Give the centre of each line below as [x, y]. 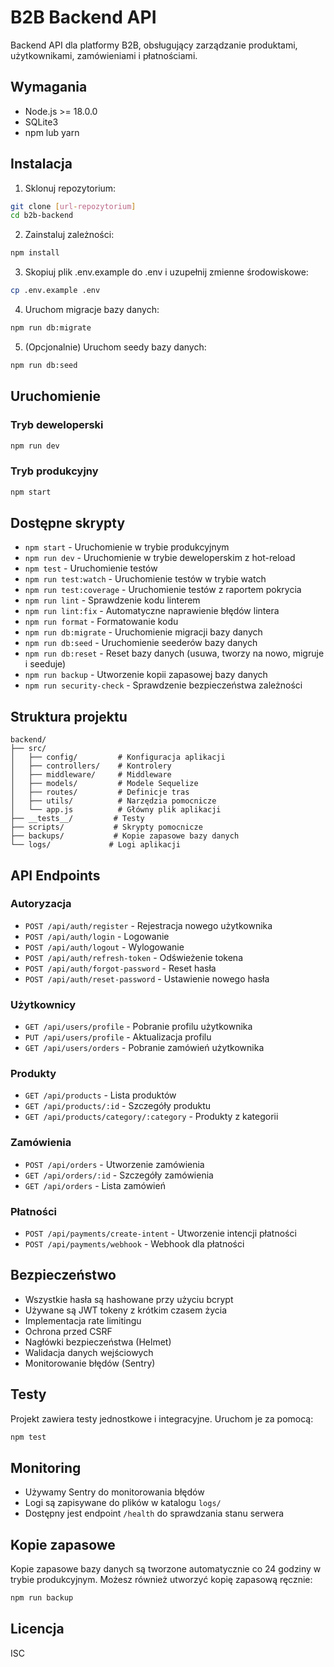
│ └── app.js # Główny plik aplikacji [116, 810]
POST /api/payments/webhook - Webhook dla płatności [134, 1244]
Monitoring [46, 1467]
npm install [35, 253]
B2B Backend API [83, 17]
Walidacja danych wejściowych [89, 1352]
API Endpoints [55, 875]
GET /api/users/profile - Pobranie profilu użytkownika [138, 1027]
